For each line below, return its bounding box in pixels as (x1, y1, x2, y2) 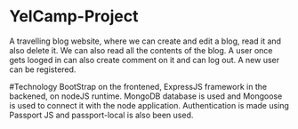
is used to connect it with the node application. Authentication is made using (9, 100, 289, 110)
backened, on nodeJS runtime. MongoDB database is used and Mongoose (9, 91, 283, 101)
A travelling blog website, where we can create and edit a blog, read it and (9, 36, 282, 46)
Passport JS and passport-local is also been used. (9, 109, 194, 120)
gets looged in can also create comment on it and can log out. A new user (9, 54, 280, 65)
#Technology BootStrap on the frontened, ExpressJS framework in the (9, 81, 268, 92)
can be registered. (9, 64, 77, 75)
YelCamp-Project (9, 6, 139, 27)
